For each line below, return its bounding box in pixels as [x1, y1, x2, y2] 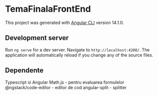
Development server [5, 34, 69, 42]
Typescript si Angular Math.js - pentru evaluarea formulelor [5, 79, 125, 85]
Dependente [5, 66, 44, 74]
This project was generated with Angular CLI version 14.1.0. [5, 20, 124, 25]
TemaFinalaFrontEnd [5, 3, 91, 15]
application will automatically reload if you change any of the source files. [5, 52, 153, 58]
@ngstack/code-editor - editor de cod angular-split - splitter [5, 84, 127, 90]
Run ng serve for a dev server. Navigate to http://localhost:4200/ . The [5, 47, 150, 52]
